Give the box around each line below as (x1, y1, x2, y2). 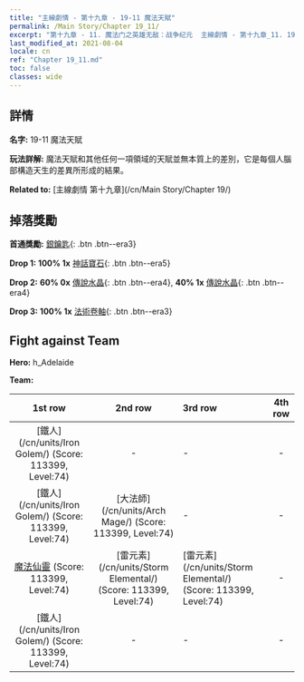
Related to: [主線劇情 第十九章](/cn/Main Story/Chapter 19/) (9, 183, 232, 195)
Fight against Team (9, 333, 120, 348)
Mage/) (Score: (100, 516, 166, 529)
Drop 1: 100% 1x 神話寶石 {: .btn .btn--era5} (9, 258, 171, 268)
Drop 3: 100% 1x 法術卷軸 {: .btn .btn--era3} (9, 306, 173, 317)
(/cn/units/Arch (100, 504, 166, 517)
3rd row (182, 402, 217, 414)
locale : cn (9, 47, 51, 56)
